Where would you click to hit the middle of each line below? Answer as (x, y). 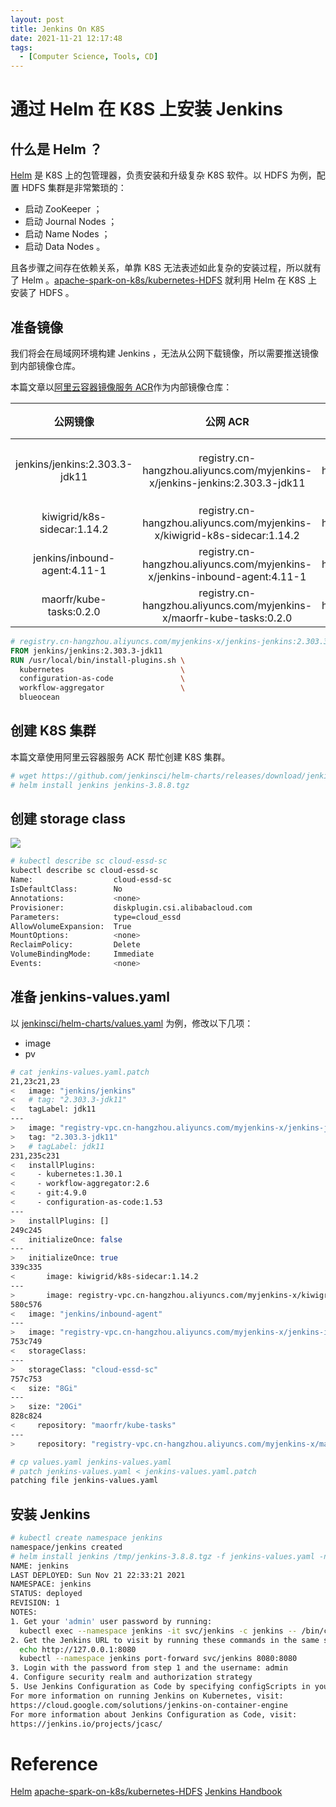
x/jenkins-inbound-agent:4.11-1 (227, 576)
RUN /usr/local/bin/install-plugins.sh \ (98, 660)
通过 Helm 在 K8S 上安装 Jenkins (147, 109)
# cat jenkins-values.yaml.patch (80, 1072)
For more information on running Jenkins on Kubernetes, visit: (147, 1696)
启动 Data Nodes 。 (65, 247)
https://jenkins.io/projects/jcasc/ (86, 1724)
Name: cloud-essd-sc (91, 880)
